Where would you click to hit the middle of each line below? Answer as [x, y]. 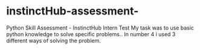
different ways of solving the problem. [54, 40]
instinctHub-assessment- [73, 11]
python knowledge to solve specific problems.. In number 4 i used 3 [91, 34]
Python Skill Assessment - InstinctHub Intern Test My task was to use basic [100, 28]
